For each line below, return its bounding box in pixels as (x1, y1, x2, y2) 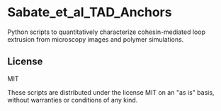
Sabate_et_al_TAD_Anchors (7, 4, 172, 21)
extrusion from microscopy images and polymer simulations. (7, 35, 184, 43)
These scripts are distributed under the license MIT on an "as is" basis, (7, 88, 215, 96)
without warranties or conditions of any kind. (7, 95, 138, 104)
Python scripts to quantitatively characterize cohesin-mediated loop (7, 28, 205, 36)
